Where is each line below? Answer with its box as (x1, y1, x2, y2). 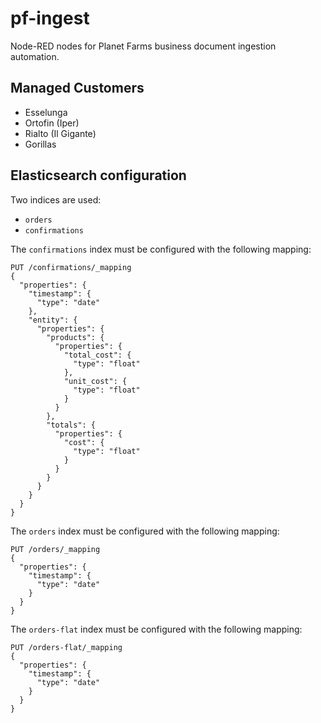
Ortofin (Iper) (24, 117, 80, 129)
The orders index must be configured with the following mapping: (10, 525, 280, 537)
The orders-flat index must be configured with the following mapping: (10, 623, 303, 635)
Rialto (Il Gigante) (24, 127, 97, 139)
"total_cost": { (63, 350, 132, 360)
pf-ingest (10, 7, 90, 30)
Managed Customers (10, 80, 145, 97)
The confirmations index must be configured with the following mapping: (10, 243, 312, 255)
